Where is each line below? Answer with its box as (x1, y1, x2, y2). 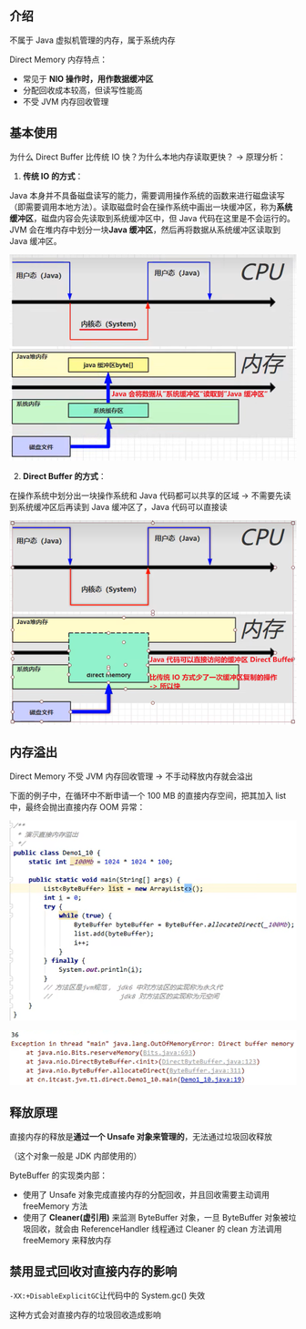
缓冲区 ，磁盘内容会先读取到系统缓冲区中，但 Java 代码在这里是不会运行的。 (9, 212, 296, 223)
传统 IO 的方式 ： (22, 170, 84, 181)
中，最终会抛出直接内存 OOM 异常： (9, 801, 146, 813)
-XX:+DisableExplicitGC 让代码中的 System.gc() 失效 (9, 1290, 206, 1301)
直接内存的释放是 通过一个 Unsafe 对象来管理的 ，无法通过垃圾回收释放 (9, 1130, 273, 1141)
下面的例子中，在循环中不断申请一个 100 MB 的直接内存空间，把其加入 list (9, 790, 287, 801)
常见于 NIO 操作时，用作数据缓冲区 (22, 73, 154, 84)
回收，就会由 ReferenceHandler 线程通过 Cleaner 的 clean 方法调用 (30, 1223, 282, 1234)
